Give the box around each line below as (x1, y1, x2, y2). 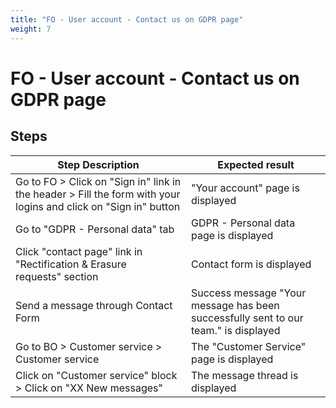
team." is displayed (190, 323, 281, 337)
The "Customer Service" (190, 339, 307, 353)
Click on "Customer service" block (15, 368, 178, 382)
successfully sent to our (190, 311, 304, 325)
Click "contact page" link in (15, 244, 143, 258)
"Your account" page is (190, 181, 300, 195)
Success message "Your (190, 286, 307, 300)
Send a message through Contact (15, 298, 173, 312)
